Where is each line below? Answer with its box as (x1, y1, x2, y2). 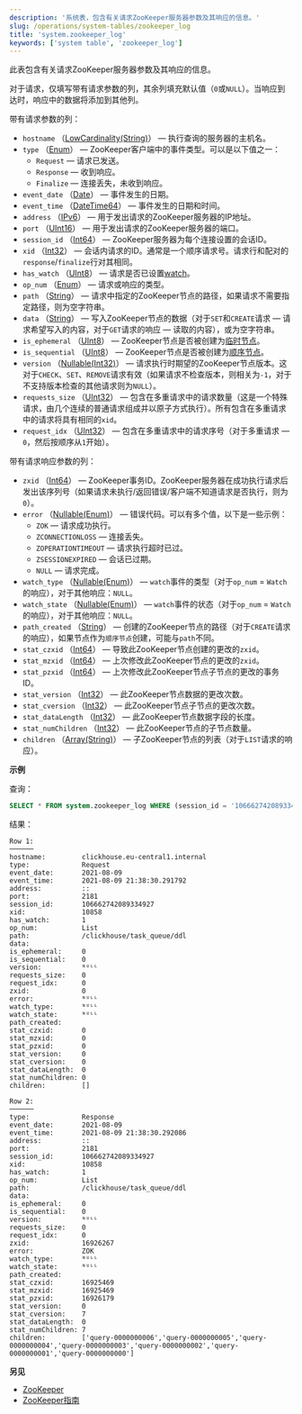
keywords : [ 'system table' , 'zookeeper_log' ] (9, 38, 182, 48)
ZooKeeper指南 (22, 1395, 80, 1406)
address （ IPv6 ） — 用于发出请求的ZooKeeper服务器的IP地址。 (22, 212, 256, 222)
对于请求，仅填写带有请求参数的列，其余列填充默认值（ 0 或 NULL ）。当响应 (9, 83, 278, 95)
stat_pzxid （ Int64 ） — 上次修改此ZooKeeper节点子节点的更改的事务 (22, 666, 280, 677)
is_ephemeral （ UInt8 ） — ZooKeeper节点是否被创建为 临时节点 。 (22, 335, 265, 347)
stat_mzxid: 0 (9, 1034, 87, 1043)
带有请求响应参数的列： (9, 456, 96, 467)
